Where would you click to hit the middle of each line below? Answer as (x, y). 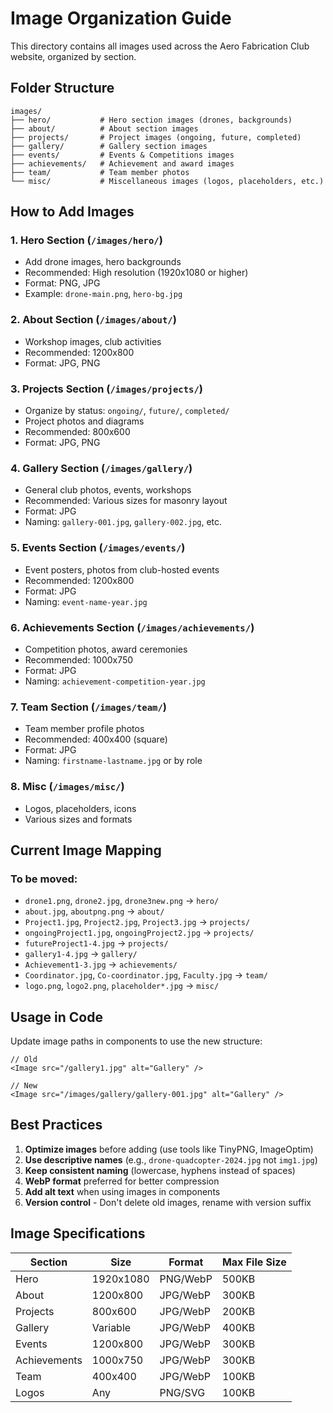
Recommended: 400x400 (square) (96, 739)
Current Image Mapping (86, 850)
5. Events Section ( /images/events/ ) (98, 548)
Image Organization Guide (121, 18)
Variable (111, 1327)
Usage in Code (56, 1017)
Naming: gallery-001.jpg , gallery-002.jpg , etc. (123, 522)
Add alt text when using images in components (122, 1191)
